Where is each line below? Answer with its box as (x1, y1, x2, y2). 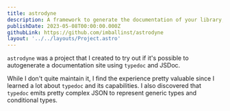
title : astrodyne (7, 10, 57, 17)
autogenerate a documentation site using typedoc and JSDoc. (7, 61, 181, 69)
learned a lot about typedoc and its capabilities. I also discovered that (7, 82, 202, 90)
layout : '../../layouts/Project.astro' (7, 35, 121, 42)
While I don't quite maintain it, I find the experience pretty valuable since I (7, 74, 214, 82)
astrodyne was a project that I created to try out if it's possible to (7, 54, 190, 62)
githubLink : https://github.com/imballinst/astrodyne (7, 29, 164, 36)
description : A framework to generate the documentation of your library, (7, 16, 225, 23)
